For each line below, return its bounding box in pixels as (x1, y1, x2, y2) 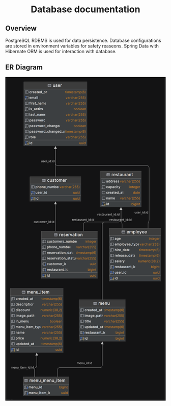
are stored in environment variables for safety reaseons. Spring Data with (5, 43, 159, 49)
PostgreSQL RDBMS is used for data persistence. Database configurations (5, 37, 161, 43)
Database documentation (31, 4, 140, 15)
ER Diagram (5, 63, 43, 72)
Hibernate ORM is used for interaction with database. (5, 49, 117, 54)
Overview (5, 24, 37, 33)
